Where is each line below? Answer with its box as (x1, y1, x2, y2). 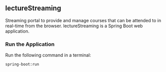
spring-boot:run (5, 62, 39, 67)
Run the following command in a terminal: (5, 52, 92, 58)
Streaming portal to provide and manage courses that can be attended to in (5, 17, 161, 23)
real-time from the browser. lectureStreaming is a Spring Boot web (5, 23, 143, 29)
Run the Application (5, 40, 55, 47)
